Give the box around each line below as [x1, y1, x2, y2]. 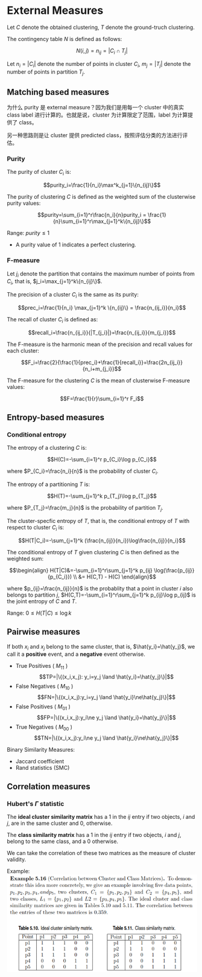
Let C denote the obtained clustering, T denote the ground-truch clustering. [7, 24, 195, 31]
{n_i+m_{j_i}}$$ [82, 365, 122, 372]
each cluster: [7, 347, 40, 354]
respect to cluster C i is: [7, 524, 65, 532]
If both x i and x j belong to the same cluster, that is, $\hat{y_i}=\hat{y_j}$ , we [7, 642, 195, 652]
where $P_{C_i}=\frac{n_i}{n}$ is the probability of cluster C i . [7, 467, 159, 476]
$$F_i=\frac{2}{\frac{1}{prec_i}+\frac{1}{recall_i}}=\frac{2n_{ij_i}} [21, 359, 183, 366]
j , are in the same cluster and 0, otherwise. [7, 819, 113, 827]
